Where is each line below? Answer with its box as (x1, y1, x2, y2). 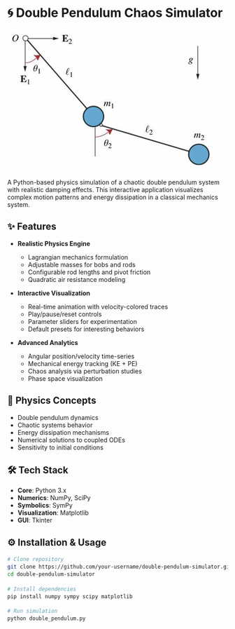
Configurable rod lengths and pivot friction (27, 268, 151, 276)
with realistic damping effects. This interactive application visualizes (7, 185, 204, 194)
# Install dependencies (7, 586, 77, 593)
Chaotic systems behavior (17, 421, 93, 429)
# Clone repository (7, 556, 64, 563)
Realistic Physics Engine (17, 239, 91, 248)
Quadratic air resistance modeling (27, 275, 126, 283)
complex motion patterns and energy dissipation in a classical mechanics (7, 193, 218, 201)
